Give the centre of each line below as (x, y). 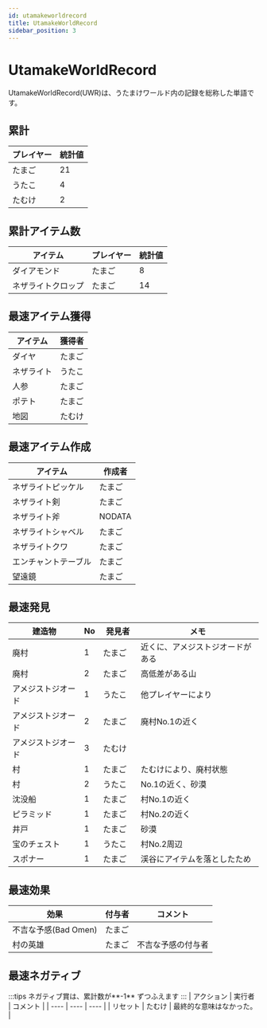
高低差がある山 (168, 674)
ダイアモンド (37, 270)
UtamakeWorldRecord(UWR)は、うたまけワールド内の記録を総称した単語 (128, 93)
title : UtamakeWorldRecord (53, 23)
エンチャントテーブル (52, 561)
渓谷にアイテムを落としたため (196, 859)
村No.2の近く (165, 814)
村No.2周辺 (161, 844)
